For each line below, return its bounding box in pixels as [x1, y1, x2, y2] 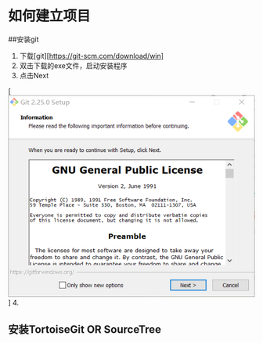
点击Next [19, 70, 49, 80]
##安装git [8, 34, 39, 44]
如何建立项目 [8, 7, 92, 25]
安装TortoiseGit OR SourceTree [8, 323, 162, 336]
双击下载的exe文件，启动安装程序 [19, 60, 128, 70]
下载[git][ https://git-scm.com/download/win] [19, 51, 164, 60]
